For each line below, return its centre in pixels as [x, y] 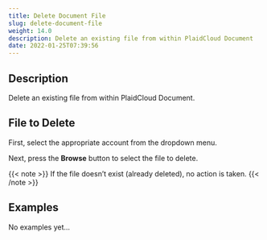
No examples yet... [39, 227]
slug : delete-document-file [55, 23]
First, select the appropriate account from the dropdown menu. [113, 143]
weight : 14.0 [30, 31]
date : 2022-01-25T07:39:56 [53, 46]
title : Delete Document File [57, 16]
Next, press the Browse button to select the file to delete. [103, 158]
